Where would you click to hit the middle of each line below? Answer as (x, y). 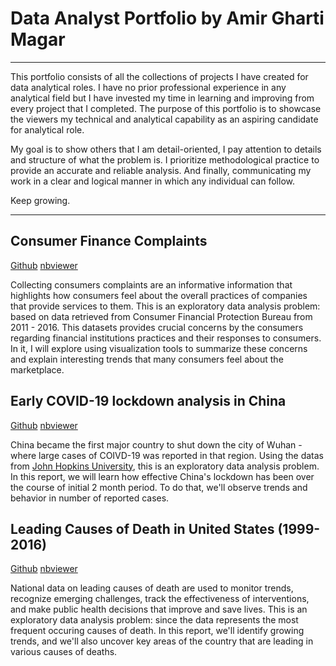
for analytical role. (47, 129)
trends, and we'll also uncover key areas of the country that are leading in (162, 641)
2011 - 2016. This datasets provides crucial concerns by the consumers (157, 327)
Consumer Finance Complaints (109, 241)
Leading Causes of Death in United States (142, 528)
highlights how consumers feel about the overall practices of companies (159, 295)
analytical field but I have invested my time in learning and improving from (162, 98)
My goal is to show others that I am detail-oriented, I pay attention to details (166, 149)
